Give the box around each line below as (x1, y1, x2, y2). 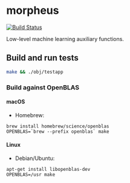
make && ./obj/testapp (6, 69, 63, 75)
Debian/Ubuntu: (15, 155, 55, 162)
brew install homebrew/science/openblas (6, 123, 110, 129)
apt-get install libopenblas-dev (6, 166, 91, 172)
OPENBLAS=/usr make (6, 172, 56, 178)
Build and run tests (6, 53, 79, 63)
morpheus (6, 4, 59, 18)
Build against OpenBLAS (6, 83, 80, 91)
